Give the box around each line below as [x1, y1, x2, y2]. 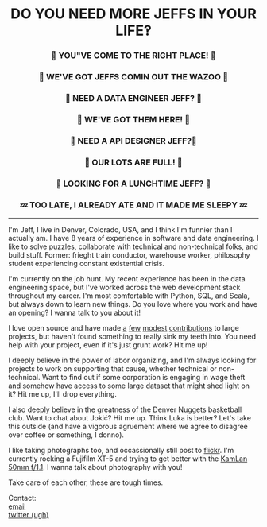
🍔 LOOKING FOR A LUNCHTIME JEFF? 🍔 [56, 178, 211, 189]
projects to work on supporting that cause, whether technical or [8, 363, 217, 374]
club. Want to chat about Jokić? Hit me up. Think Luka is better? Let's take [8, 413, 252, 422]
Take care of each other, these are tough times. [8, 478, 164, 487]
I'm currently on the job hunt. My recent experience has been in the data [8, 273, 246, 283]
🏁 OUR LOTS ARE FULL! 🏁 [84, 157, 183, 168]
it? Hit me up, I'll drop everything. [8, 389, 118, 398]
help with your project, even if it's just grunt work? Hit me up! [8, 339, 208, 350]
